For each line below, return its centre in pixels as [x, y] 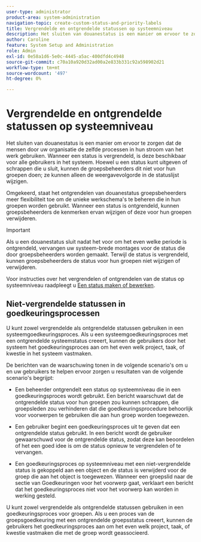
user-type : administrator [38, 12]
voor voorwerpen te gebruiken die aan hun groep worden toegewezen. [102, 415]
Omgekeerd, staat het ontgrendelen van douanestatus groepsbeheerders [96, 193]
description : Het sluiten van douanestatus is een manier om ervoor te [97, 34]
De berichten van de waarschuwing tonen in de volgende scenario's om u [97, 365]
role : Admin [21, 51]
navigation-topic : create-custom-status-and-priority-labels [84, 23]
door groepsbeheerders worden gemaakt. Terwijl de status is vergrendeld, [98, 254]
